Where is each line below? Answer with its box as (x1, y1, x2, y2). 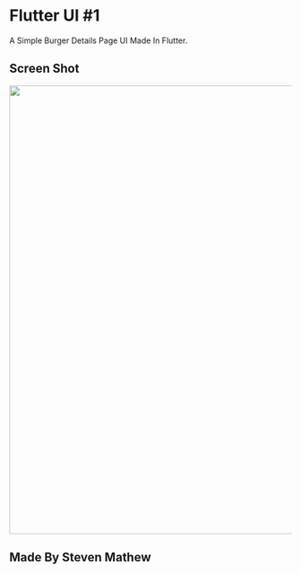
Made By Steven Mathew (9, 550, 151, 565)
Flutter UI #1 (9, 5, 100, 26)
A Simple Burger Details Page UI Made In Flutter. (9, 35, 188, 46)
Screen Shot (9, 61, 80, 76)
